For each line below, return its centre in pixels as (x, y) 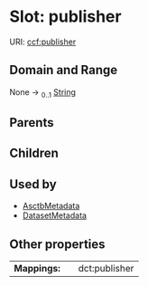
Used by (33, 184)
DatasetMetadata (55, 215)
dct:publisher (106, 268)
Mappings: (37, 268)
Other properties (57, 244)
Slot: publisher (65, 17)
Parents (32, 123)
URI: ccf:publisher (43, 42)
